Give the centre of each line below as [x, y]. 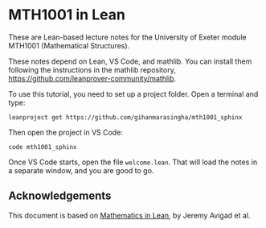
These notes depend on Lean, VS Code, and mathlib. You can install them [130, 61]
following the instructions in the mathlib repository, [92, 69]
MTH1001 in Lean [67, 15]
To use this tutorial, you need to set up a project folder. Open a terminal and [133, 93]
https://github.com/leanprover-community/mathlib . [92, 78]
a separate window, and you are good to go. [81, 170]
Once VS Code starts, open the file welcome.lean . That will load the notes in [133, 162]
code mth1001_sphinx [43, 147]
